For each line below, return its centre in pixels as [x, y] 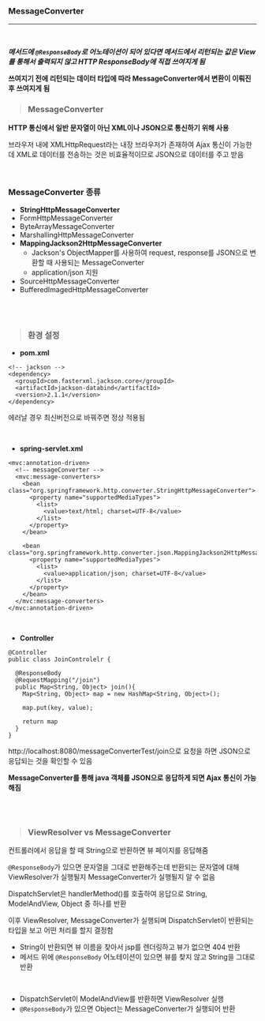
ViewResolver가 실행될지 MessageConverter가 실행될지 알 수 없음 [112, 877]
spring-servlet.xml [51, 449]
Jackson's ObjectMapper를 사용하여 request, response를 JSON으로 [140, 252]
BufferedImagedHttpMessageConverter [84, 289]
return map [40, 722]
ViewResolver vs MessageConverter [99, 832]
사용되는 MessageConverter [99, 262]
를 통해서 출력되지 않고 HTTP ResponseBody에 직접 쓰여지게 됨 [107, 62]
